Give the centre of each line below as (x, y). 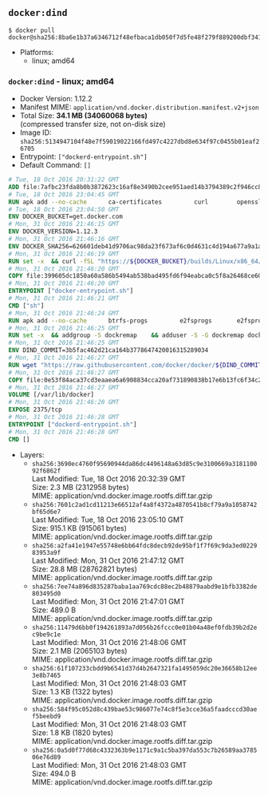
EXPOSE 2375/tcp (35, 410)
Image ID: (35, 132)
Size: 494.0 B (54, 773)
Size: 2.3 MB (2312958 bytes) (80, 487)
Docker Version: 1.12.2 (56, 99)
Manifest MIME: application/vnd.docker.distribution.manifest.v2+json (139, 107)
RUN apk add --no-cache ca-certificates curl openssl (135, 202)
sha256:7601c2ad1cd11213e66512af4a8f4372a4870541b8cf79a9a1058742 (144, 504)
